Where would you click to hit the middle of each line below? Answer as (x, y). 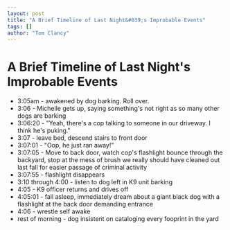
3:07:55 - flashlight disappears (61, 175)
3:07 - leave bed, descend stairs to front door (82, 138)
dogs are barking (42, 116)
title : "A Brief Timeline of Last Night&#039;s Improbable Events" (107, 20)
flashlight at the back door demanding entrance (85, 204)
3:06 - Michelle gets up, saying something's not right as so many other (118, 109)
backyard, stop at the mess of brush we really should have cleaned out (118, 160)
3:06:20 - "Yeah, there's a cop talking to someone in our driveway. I (114, 123)
